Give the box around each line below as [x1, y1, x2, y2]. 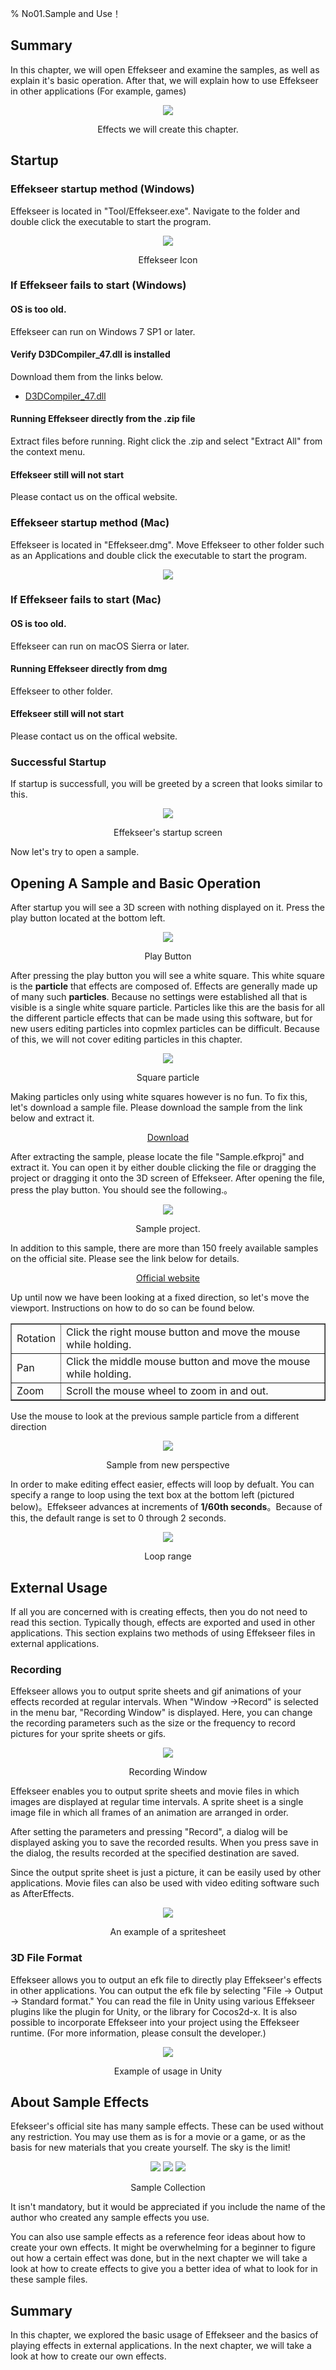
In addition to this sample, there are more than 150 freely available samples [10, 1242, 319, 1254]
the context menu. [10, 446, 86, 458]
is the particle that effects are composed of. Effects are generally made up [10, 980, 318, 992]
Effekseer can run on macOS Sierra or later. [10, 640, 190, 652]
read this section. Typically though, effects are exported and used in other [10, 1616, 316, 1628]
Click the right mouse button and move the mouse [66, 1325, 301, 1339]
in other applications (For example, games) [10, 85, 187, 97]
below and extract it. [10, 1112, 95, 1124]
